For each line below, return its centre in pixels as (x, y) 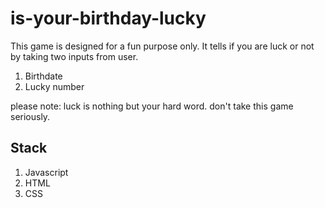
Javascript (46, 172)
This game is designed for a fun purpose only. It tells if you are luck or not (162, 46)
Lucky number (54, 86)
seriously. (30, 116)
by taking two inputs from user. (74, 56)
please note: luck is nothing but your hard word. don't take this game (152, 106)
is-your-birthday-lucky (108, 18)
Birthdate (43, 76)
